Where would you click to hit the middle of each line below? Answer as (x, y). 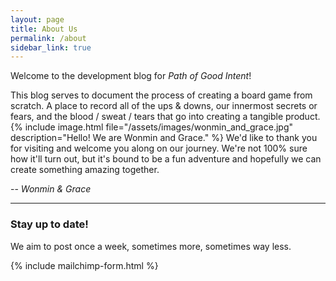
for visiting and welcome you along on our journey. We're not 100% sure (159, 148)
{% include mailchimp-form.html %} (84, 265)
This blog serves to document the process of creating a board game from (161, 95)
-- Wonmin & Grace (51, 189)
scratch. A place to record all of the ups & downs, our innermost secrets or (164, 106)
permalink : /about (48, 38)
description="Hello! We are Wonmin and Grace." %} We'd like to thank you (164, 138)
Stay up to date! (49, 224)
